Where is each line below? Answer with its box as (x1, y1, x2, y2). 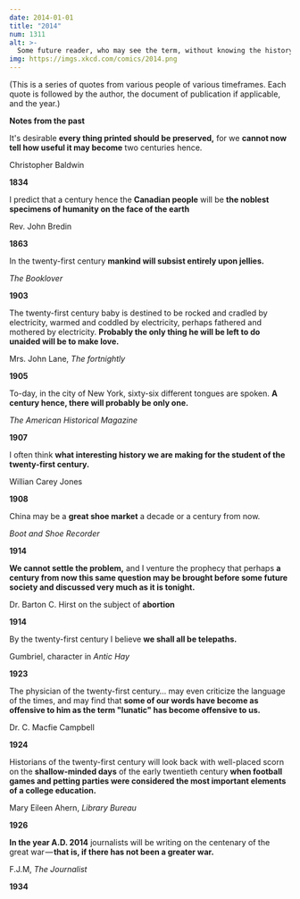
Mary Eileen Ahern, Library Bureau (9, 802, 137, 813)
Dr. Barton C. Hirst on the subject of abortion (9, 600, 176, 609)
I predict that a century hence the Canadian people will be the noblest (9, 194, 270, 205)
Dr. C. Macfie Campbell (9, 722, 96, 733)
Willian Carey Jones (9, 476, 83, 487)
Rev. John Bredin (9, 221, 72, 231)
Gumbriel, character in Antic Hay (9, 651, 130, 661)
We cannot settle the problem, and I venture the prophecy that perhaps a (9, 563, 281, 573)
